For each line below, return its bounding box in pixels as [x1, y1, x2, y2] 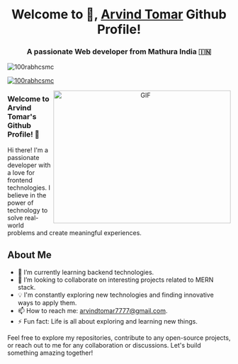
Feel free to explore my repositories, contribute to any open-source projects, [7, 333, 231, 342]
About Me [7, 249, 52, 261]
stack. [17, 283, 36, 291]
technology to [7, 205, 48, 215]
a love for [7, 168, 35, 176]
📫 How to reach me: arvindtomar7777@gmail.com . [17, 306, 168, 314]
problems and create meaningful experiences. [7, 228, 142, 237]
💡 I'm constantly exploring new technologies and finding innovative [17, 290, 214, 299]
